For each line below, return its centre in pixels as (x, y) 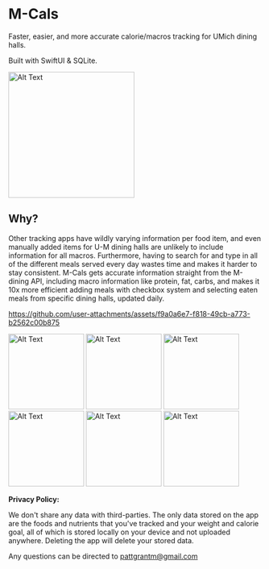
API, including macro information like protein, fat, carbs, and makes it (145, 281)
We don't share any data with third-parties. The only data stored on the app (134, 515)
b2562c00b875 (34, 322)
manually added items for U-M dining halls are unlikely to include (116, 247)
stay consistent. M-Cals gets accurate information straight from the (120, 272)
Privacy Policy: (34, 499)
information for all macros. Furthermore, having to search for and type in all (133, 255)
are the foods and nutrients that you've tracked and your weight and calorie (134, 523)
